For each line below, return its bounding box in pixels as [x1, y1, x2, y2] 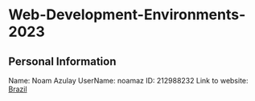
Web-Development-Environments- [8, 6, 246, 24]
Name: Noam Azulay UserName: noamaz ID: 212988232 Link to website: [8, 76, 249, 85]
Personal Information [8, 55, 117, 68]
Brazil [8, 84, 27, 94]
